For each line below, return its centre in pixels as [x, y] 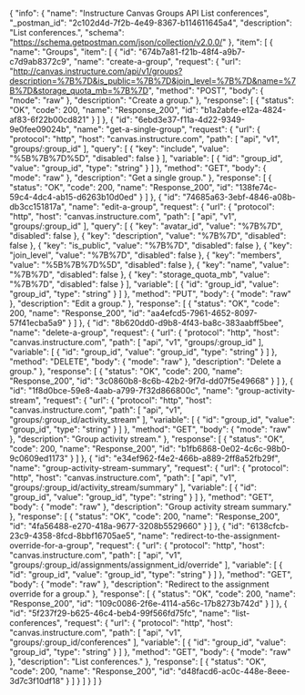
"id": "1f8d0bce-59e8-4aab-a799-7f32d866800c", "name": [122, 390]
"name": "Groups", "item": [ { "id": [73, 52]
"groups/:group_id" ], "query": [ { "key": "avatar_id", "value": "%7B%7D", [146, 226]
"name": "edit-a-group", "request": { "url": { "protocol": [171, 207]
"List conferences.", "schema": [67, 32]
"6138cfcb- [268, 526]
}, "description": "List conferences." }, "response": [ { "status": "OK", [138, 661]
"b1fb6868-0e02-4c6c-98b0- [234, 449]
